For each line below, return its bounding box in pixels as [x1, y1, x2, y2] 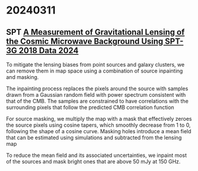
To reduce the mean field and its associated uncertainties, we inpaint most [6, 152, 187, 159]
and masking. [6, 74, 39, 80]
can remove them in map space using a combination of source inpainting [6, 67, 183, 74]
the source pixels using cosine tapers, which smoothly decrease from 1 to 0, [6, 121, 191, 129]
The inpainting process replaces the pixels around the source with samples [6, 85, 189, 92]
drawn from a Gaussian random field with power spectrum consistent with [6, 91, 186, 98]
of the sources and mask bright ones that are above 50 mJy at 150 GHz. [6, 158, 181, 165]
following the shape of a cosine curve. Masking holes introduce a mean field [6, 128, 192, 134]
